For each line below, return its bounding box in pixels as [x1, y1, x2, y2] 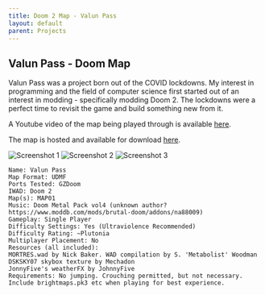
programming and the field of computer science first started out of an [8, 86, 239, 97]
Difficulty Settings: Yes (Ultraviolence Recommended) [8, 222, 197, 231]
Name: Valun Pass [8, 166, 67, 174]
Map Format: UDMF [8, 173, 67, 181]
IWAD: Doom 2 [8, 187, 52, 196]
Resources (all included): [8, 243, 99, 252]
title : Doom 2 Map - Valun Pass [8, 11, 117, 20]
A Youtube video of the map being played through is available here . [8, 119, 232, 129]
